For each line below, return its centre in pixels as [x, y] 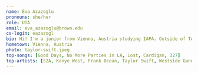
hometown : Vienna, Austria [39, 45]
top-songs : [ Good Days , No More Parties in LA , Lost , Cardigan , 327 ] [93, 55]
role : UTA [18, 22]
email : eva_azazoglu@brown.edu [44, 28]
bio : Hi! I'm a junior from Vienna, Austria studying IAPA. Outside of [96, 39]
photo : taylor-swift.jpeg [38, 50]
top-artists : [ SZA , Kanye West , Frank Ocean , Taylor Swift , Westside [93, 61]
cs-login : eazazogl [30, 34]
